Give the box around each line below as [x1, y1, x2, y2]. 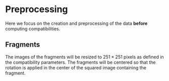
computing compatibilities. [5, 25, 61, 31]
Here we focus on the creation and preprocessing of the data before [5, 20, 148, 26]
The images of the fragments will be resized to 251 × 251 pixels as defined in [5, 54, 164, 60]
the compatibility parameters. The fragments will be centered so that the [5, 59, 156, 65]
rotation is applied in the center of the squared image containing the [5, 64, 147, 70]
